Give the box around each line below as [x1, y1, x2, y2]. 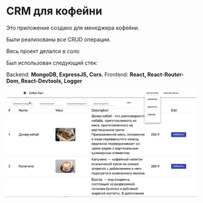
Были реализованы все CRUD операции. [6, 36, 111, 43]
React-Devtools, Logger [21, 77, 83, 84]
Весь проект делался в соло [6, 47, 80, 55]
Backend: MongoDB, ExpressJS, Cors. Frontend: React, [6, 70, 147, 78]
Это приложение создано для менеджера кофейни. [6, 24, 140, 31]
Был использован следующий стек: [6, 59, 98, 66]
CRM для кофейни [6, 4, 103, 18]
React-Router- [147, 70, 184, 78]
